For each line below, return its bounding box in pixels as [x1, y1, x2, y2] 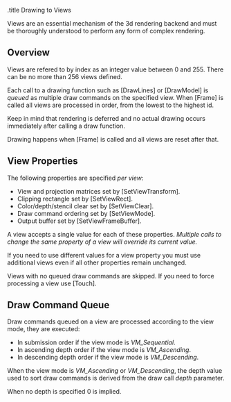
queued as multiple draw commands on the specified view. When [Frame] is [7, 93, 223, 101]
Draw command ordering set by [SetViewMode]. [17, 209, 156, 217]
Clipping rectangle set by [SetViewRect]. [17, 194, 133, 203]
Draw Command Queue [7, 299, 110, 311]
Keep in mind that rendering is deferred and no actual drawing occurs [7, 114, 206, 122]
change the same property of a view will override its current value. [7, 237, 198, 246]
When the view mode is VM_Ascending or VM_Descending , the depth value [7, 367, 223, 375]
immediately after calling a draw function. [7, 122, 126, 130]
